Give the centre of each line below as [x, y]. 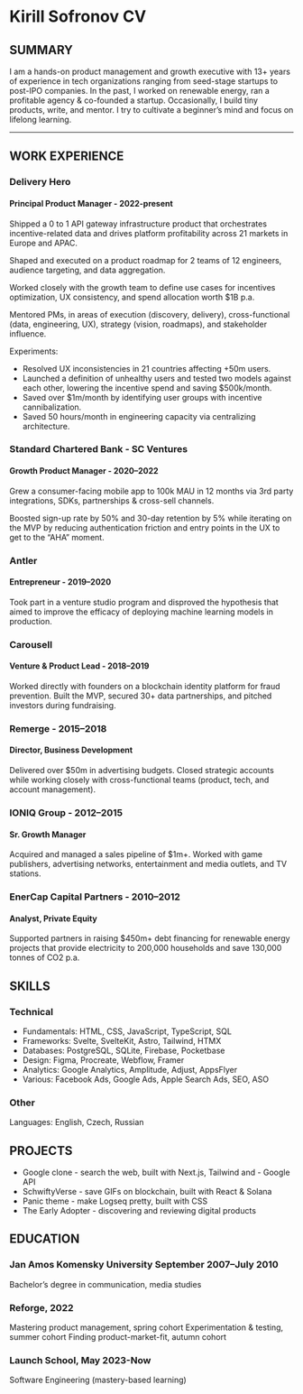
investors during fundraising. [63, 705]
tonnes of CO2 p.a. [45, 957]
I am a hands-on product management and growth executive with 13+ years [150, 71]
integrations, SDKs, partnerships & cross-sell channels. [112, 500]
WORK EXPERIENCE [67, 157]
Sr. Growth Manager [48, 834]
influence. [28, 333]
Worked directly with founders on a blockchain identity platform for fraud [145, 686]
